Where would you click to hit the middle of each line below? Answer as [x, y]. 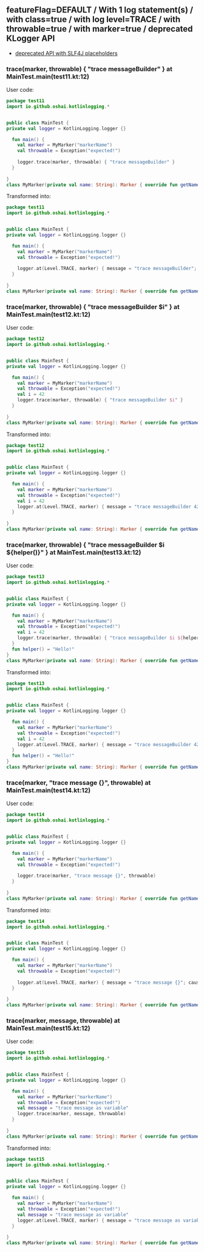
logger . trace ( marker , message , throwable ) [72, 1114]
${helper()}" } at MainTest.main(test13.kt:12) [74, 552]
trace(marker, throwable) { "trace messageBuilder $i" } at [93, 306]
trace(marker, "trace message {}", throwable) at [79, 783]
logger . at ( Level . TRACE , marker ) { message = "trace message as [99, 1220]
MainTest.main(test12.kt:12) [49, 314]
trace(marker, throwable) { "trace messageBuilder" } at [90, 69]
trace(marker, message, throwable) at [63, 1020]
